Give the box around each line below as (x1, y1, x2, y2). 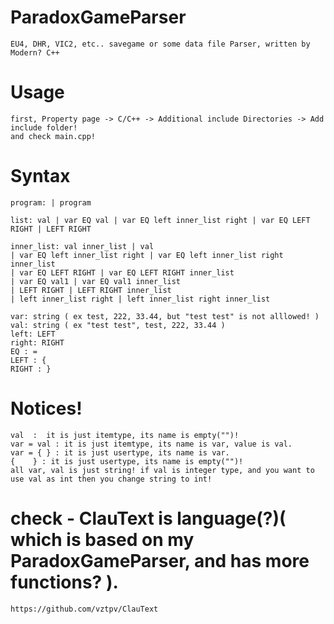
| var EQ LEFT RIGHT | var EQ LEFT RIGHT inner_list (10, 267, 235, 278)
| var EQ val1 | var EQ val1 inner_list (10, 276, 182, 286)
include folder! (10, 122, 78, 133)
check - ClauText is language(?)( (10, 507, 287, 530)
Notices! (10, 397, 83, 420)
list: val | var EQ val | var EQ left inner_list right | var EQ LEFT (10, 215, 311, 225)
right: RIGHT (10, 337, 65, 348)
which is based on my (10, 528, 195, 551)
